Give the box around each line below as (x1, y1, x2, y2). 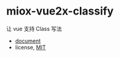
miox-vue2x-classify (6, 4, 114, 18)
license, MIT (15, 44, 46, 51)
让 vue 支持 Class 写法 (6, 25, 62, 32)
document (15, 37, 41, 44)
